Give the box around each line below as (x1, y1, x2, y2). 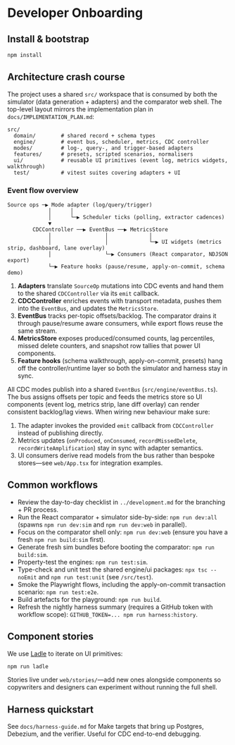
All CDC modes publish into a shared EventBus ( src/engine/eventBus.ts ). (7, 385, 218, 393)
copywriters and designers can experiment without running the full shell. (7, 683, 218, 691)
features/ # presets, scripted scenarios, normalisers (13, 150, 193, 158)
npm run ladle (7, 663, 49, 670)
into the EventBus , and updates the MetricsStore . (17, 304, 159, 312)
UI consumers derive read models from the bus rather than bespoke (17, 451, 215, 460)
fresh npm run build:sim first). (17, 535, 106, 543)
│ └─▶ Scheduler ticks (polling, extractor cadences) (48, 214, 225, 221)
